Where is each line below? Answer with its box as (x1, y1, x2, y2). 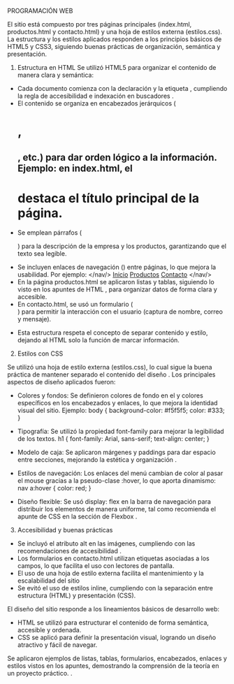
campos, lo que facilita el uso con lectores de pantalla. (17, 561, 175, 569)
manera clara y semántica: (17, 71, 94, 79)
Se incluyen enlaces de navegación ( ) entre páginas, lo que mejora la (17, 263, 217, 271)
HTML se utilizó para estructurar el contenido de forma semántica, (17, 618, 210, 627)
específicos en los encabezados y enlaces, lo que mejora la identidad (17, 398, 218, 407)
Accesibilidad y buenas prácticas (17, 525, 113, 534)
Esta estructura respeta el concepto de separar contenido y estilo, (17, 328, 208, 337)
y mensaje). (17, 314, 52, 323)
